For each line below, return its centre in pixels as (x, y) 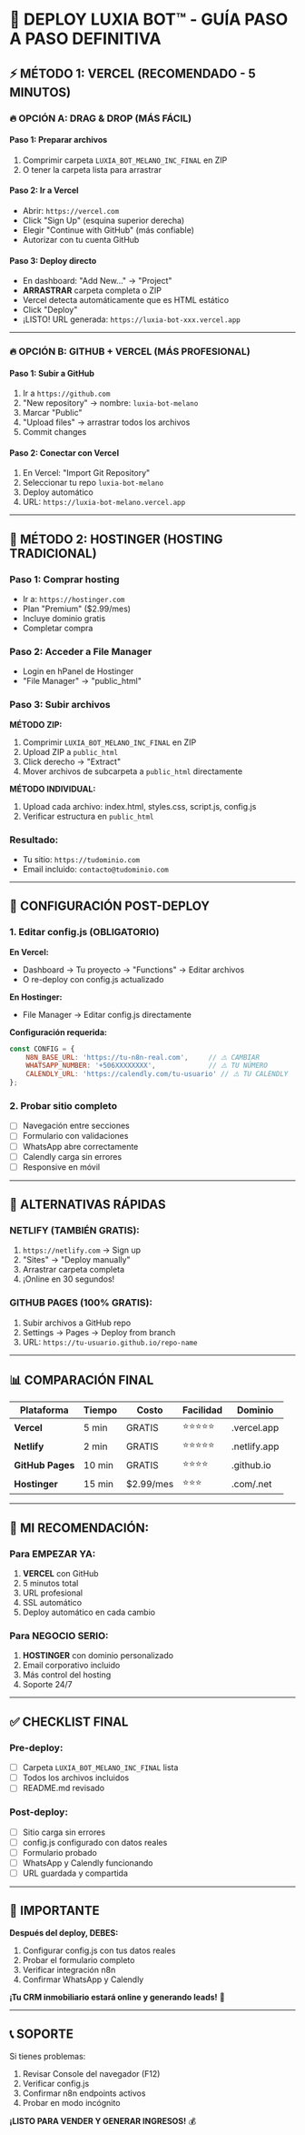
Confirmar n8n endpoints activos (84, 2093)
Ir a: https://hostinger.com (74, 599)
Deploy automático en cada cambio (89, 1612)
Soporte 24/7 (47, 1685)
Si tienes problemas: (48, 2056)
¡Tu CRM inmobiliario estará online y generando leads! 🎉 (117, 1997)
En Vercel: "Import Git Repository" (86, 473)
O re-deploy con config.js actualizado (93, 979)
